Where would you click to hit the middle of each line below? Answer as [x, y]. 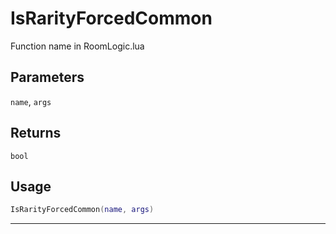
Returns [36, 133]
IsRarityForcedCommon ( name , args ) [82, 210]
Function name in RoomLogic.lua [77, 46]
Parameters [47, 77]
